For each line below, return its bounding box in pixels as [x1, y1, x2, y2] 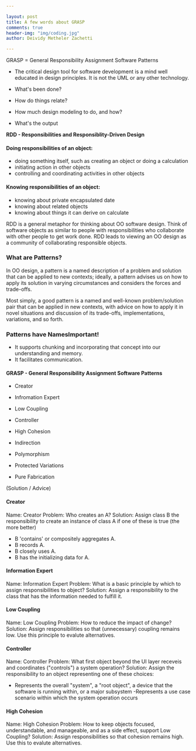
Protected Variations [14, 462, 64, 469]
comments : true [6, 25, 43, 30]
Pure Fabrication [14, 473, 54, 481]
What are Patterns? [6, 253, 63, 261]
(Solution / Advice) [6, 485, 51, 492]
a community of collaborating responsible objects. [6, 239, 127, 246]
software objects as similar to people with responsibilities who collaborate [6, 226, 184, 233]
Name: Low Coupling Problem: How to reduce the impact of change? [6, 619, 172, 626]
